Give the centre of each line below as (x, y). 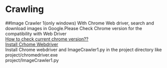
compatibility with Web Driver (36, 33)
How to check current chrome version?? (47, 39)
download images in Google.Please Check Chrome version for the (74, 28)
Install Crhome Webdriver (32, 44)
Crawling (25, 9)
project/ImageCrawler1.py (32, 60)
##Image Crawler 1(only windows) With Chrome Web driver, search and (80, 23)
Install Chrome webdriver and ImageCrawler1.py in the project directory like (84, 49)
